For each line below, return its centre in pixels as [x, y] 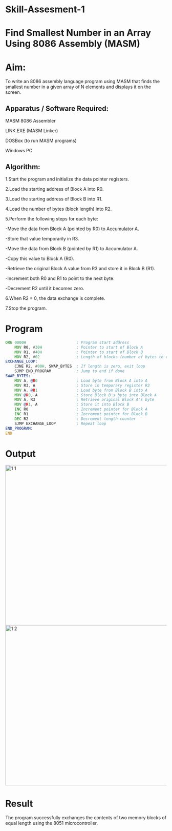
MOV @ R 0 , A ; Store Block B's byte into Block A [86, 395]
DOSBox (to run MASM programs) [41, 141]
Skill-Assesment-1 [45, 9]
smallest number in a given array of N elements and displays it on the [78, 87]
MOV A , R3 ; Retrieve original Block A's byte [84, 400]
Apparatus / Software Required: [57, 108]
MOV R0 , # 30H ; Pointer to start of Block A [79, 347]
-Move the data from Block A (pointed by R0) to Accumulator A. [72, 229]
